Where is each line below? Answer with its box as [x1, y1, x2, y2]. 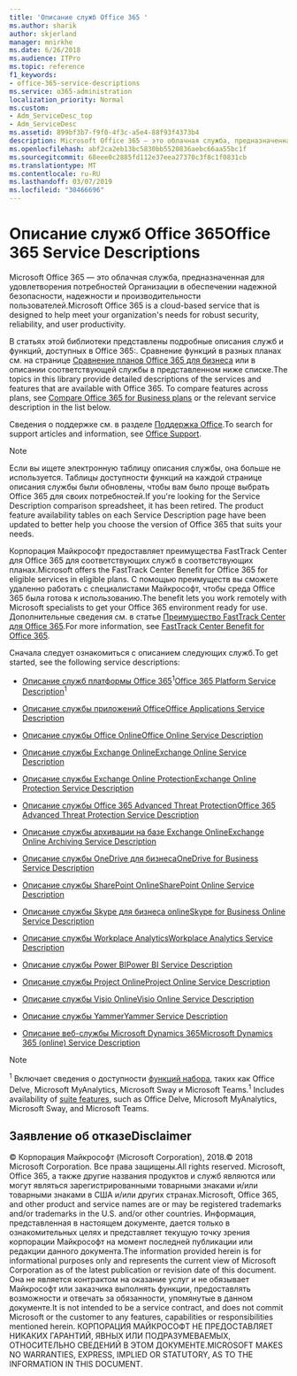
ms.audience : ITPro [9, 54, 81, 63]
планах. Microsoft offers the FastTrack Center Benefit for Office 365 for [9, 564, 268, 575]
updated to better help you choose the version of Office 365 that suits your [9, 519, 283, 529]
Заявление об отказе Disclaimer [9, 1128, 192, 1143]
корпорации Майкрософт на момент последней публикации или [9, 1236, 254, 1248]
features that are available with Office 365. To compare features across [9, 382, 269, 394]
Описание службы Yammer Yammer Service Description [21, 1011, 228, 1022]
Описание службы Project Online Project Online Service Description [21, 977, 271, 988]
